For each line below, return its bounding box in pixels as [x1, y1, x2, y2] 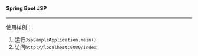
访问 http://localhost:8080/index [14, 44, 97, 51]
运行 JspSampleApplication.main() [14, 36, 97, 43]
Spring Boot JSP [6, 5, 47, 12]
